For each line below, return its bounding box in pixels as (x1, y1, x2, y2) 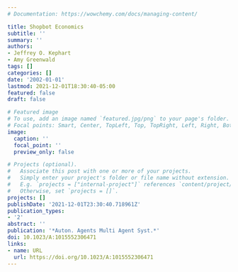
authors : (7, 43, 33, 50)
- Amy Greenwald (7, 56, 55, 64)
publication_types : (7, 207, 65, 214)
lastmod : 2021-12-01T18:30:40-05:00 (7, 82, 115, 89)
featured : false (7, 89, 55, 97)
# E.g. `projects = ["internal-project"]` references (7, 181, 176, 188)
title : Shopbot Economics (7, 23, 84, 31)
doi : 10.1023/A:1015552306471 (7, 234, 97, 241)
